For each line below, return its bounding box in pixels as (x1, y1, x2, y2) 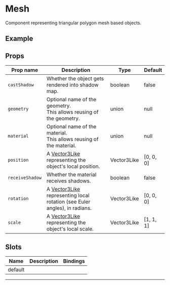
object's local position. (46, 163, 100, 170)
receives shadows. (46, 177, 91, 184)
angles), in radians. (46, 205, 92, 212)
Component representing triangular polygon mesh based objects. (5, 20, 142, 26)
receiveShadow (8, 175, 42, 181)
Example (5, 34, 33, 43)
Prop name (11, 67, 38, 74)
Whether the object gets (46, 75, 104, 82)
